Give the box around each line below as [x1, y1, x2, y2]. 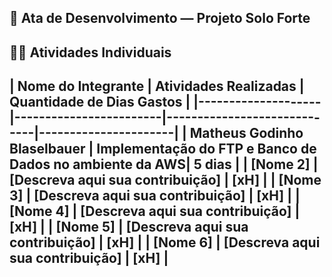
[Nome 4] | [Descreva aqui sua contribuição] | [9, 203, 301, 220]
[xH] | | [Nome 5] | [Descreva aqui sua [9, 219, 249, 236]
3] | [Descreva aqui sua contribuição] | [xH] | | [9, 187, 301, 205]
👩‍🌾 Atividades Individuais [9, 44, 172, 61]
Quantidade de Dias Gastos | [9, 94, 191, 111]
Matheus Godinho [189, 125, 304, 142]
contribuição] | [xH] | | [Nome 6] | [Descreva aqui [9, 234, 321, 251]
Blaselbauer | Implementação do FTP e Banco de [9, 141, 317, 158]
